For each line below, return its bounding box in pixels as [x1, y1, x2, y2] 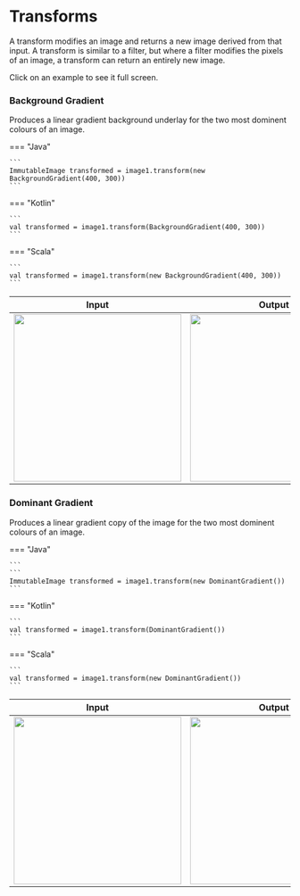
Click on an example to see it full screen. [9, 71, 159, 82]
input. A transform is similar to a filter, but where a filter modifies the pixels [9, 45, 284, 55]
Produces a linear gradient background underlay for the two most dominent [9, 114, 287, 126]
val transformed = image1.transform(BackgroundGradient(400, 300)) [9, 223, 266, 232]
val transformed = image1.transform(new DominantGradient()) [9, 674, 242, 683]
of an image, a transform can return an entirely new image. [9, 54, 226, 65]
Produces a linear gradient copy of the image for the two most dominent [9, 517, 275, 527]
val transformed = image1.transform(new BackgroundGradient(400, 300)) [9, 271, 281, 280]
